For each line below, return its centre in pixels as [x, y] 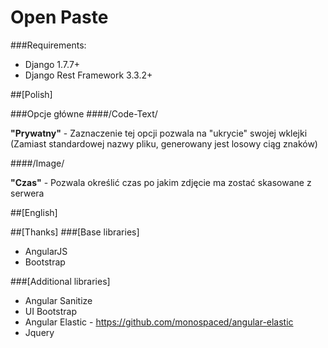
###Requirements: [48, 45]
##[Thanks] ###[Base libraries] [75, 232]
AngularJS [46, 251]
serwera [27, 193]
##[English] [34, 212]
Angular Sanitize [58, 300]
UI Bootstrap [50, 311]
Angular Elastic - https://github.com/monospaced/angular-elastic [159, 322]
